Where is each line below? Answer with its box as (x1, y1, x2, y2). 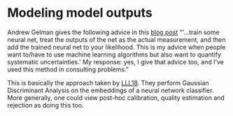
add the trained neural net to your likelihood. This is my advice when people (7, 43, 226, 51)
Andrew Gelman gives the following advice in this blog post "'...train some (7, 28, 220, 36)
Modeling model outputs (7, 5, 153, 21)
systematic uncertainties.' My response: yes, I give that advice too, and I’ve (7, 57, 224, 66)
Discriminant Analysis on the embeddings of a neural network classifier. (7, 86, 214, 94)
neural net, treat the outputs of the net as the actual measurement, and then (7, 35, 226, 43)
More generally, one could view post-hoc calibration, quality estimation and (7, 93, 225, 102)
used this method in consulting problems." (7, 65, 129, 73)
